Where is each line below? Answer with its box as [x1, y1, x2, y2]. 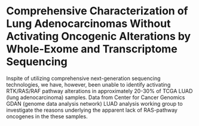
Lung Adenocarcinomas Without [6, 17, 171, 30]
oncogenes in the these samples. [6, 112, 88, 120]
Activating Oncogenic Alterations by [6, 30, 191, 43]
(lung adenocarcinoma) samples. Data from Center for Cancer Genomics [6, 94, 185, 101]
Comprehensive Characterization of [6, 4, 188, 18]
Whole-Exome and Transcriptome [6, 42, 177, 56]
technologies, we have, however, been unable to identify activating [6, 81, 171, 88]
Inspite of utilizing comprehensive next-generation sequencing [6, 75, 161, 82]
